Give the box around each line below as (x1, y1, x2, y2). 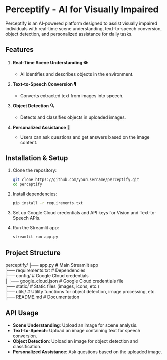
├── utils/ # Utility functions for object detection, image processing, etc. (5, 288, 156, 294)
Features (5, 45, 34, 54)
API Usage (5, 309, 39, 317)
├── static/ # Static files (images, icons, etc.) (5, 283, 100, 289)
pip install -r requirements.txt (12, 201, 83, 206)
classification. (12, 343, 42, 349)
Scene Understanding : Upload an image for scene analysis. (12, 322, 138, 328)
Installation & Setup (5, 154, 68, 162)
